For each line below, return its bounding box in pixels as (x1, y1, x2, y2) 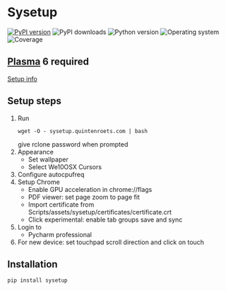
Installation (7, 258, 58, 270)
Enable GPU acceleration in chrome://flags (28, 185, 153, 193)
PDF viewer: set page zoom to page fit (28, 193, 140, 201)
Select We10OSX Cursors (28, 162, 102, 171)
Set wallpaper (28, 155, 69, 164)
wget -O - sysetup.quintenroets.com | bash (17, 127, 148, 135)
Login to (17, 222, 42, 231)
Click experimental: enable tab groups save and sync (28, 215, 183, 224)
